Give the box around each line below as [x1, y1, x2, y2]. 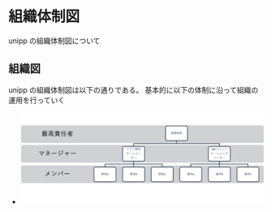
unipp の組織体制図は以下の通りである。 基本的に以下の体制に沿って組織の [8, 84, 259, 94]
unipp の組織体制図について [8, 36, 101, 45]
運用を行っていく [8, 95, 66, 105]
